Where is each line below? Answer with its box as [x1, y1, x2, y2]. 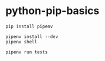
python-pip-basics [5, 4, 100, 18]
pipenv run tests [5, 49, 48, 55]
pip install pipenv [5, 23, 53, 29]
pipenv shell [5, 39, 38, 45]
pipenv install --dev [5, 33, 59, 39]
